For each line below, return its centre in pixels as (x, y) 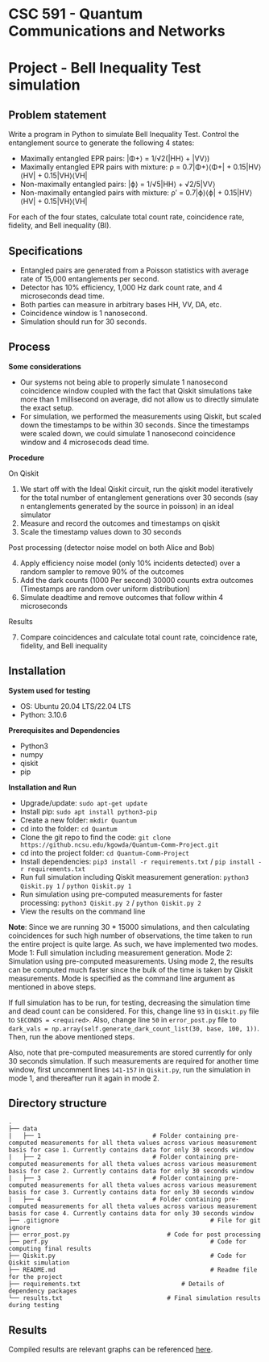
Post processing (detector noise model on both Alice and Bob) (112, 547)
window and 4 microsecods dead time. (85, 442)
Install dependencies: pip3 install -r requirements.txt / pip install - (141, 861)
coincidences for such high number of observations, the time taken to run (130, 935)
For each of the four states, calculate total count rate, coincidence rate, (126, 217)
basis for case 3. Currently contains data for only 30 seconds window (131, 1193)
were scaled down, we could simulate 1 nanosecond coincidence (128, 433)
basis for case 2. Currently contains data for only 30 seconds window (131, 1171)
